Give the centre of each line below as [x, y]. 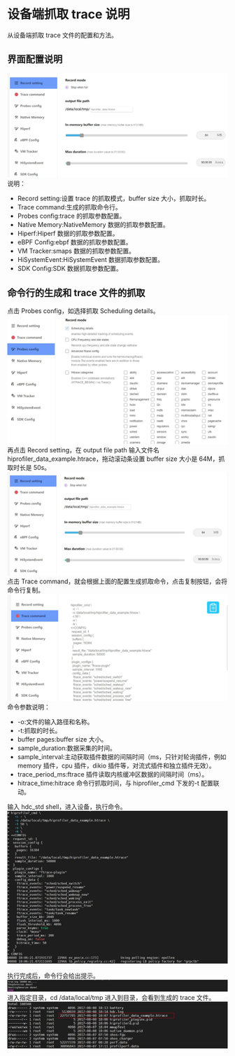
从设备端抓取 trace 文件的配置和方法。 [62, 35]
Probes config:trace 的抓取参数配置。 [71, 216]
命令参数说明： [29, 707]
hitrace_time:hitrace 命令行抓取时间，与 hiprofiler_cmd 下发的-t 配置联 [118, 783]
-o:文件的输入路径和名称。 [55, 721]
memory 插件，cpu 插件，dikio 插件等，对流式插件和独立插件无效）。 [116, 765]
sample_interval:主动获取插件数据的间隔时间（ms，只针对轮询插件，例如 [122, 756]
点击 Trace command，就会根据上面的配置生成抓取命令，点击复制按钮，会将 [117, 581]
